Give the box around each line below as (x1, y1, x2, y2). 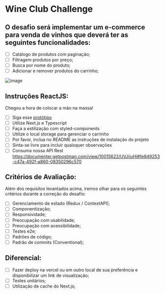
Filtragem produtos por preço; (12, 57, 74, 63)
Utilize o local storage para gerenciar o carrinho (12, 131, 109, 137)
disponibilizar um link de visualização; (12, 272, 89, 278)
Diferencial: (5, 254, 42, 262)
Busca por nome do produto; (12, 62, 71, 68)
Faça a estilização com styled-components (12, 126, 100, 132)
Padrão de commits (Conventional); (12, 239, 84, 245)
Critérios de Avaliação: (5, 173, 77, 181)
